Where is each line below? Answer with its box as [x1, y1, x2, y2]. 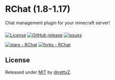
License [5, 56, 30, 65]
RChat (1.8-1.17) [5, 3, 70, 15]
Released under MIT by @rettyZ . [5, 69, 72, 75]
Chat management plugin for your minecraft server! [5, 20, 110, 26]
